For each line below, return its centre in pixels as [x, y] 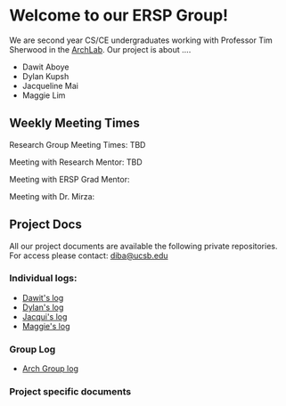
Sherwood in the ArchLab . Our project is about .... [100, 49]
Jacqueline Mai [50, 85]
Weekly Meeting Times [74, 123]
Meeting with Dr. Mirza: [52, 196]
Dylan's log [43, 307]
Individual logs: [43, 279]
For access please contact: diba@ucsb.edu [89, 256]
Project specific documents [70, 392]
